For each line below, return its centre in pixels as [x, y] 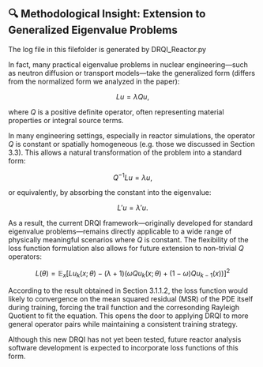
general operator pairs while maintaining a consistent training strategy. [123, 324]
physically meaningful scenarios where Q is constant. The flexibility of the [128, 240]
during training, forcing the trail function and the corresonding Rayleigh [124, 307]
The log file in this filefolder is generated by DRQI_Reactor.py [107, 49]
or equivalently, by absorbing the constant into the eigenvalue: [110, 193]
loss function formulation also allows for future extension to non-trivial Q [126, 249]
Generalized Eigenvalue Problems [93, 30]
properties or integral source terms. [66, 120]
